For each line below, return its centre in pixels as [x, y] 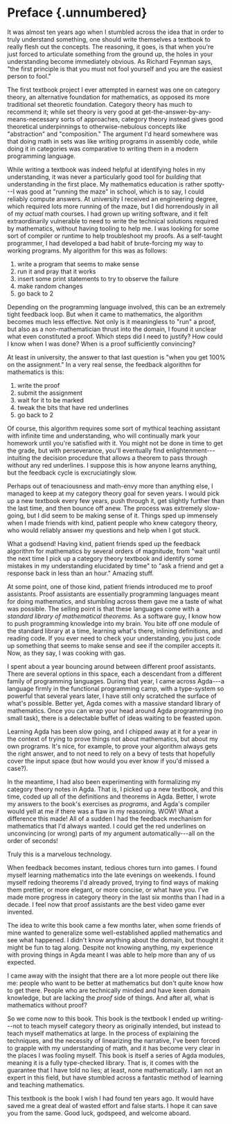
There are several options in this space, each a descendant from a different [115, 674]
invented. [20, 912]
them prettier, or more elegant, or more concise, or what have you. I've [108, 889]
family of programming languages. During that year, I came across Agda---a [116, 681]
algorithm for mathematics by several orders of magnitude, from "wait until [114, 551]
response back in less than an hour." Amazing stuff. [81, 573]
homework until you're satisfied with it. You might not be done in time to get [115, 443]
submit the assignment [50, 393]
